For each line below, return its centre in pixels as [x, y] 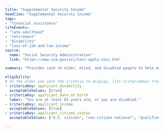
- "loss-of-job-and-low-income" [38, 46]
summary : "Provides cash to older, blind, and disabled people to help [79, 68]
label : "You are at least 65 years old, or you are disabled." [75, 100]
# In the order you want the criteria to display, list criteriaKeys [77, 82]
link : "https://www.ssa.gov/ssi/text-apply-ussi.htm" [65, 59]
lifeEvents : [17, 28]
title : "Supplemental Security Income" [46, 9]
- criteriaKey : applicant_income [39, 104]
